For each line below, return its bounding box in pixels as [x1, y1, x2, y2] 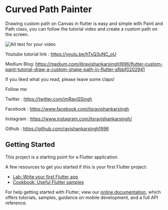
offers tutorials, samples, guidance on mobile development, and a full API [5, 194, 158, 200]
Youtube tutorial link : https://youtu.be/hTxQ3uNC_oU [5, 51, 117, 57]
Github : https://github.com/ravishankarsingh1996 [5, 125, 109, 132]
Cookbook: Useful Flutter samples [12, 179, 84, 185]
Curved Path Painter [5, 4, 92, 15]
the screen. [5, 31, 29, 37]
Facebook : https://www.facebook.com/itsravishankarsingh [5, 106, 129, 112]
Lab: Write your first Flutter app [12, 173, 79, 179]
